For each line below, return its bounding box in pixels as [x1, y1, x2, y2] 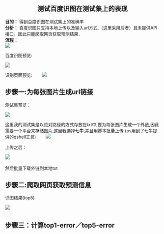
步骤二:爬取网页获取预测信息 [5, 181, 92, 189]
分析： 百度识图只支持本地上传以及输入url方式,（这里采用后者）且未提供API [5, 25, 158, 30]
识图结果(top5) [5, 195, 35, 201]
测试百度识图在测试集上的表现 [37, 4, 128, 13]
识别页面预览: [5, 72, 33, 78]
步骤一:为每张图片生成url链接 [5, 88, 93, 96]
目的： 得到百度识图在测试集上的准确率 [5, 19, 84, 25]
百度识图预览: [5, 52, 33, 58]
